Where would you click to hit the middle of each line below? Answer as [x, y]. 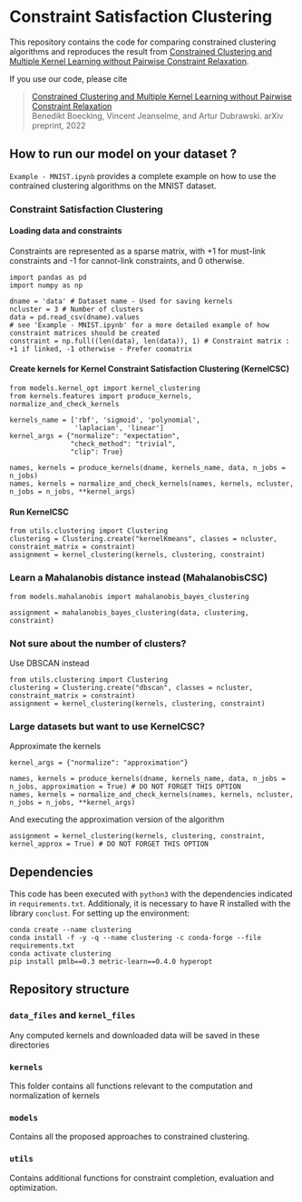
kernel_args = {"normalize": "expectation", [95, 436]
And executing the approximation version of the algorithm [117, 819]
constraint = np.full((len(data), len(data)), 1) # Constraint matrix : [150, 341]
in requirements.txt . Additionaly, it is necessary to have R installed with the [150, 903]
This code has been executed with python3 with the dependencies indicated [151, 894]
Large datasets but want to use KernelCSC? [107, 726]
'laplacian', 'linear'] [119, 428]
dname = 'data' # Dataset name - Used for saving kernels [121, 301]
